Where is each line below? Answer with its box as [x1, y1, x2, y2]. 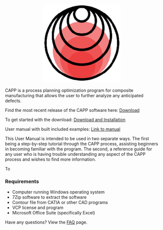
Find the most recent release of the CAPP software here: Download [5, 107, 140, 113]
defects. [5, 98, 22, 104]
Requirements [5, 178, 39, 185]
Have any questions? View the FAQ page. [5, 219, 88, 225]
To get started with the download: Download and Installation [5, 117, 126, 123]
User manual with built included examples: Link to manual [5, 126, 121, 132]
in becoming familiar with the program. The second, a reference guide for [5, 146, 152, 152]
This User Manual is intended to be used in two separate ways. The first [5, 136, 149, 141]
